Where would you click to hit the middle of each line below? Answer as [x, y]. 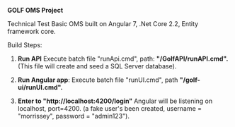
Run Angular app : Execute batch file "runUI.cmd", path [98, 80]
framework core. [31, 31]
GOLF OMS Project [35, 10]
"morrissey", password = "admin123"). [73, 116]
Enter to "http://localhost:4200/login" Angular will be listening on [115, 101]
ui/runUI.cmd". [40, 87]
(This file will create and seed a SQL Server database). [97, 66]
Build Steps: [25, 45]
